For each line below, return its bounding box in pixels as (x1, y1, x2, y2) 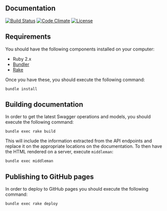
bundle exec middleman (5, 159, 53, 164)
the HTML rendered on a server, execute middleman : (5, 149, 114, 155)
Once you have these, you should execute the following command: (5, 76, 145, 83)
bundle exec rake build (5, 129, 56, 134)
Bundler (12, 61, 30, 67)
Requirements (5, 33, 51, 41)
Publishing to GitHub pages (5, 172, 94, 181)
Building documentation (5, 100, 83, 109)
